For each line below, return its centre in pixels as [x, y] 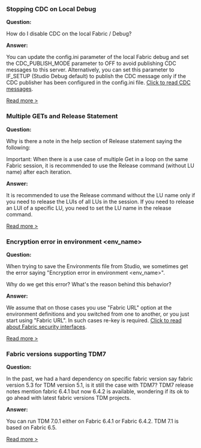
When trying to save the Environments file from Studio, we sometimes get [97, 266]
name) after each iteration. [39, 172]
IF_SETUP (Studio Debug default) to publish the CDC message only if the [96, 76]
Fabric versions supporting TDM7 [56, 354]
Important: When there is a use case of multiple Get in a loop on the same [97, 159]
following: [18, 147]
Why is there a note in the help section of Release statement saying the [94, 141]
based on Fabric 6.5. [31, 428]
